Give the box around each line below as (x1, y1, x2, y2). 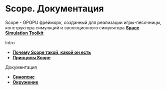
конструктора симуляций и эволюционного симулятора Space (5, 24, 139, 30)
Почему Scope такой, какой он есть (12, 49, 91, 55)
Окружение (12, 79, 38, 85)
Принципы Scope (12, 54, 51, 60)
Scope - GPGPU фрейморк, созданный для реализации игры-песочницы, (5, 19, 161, 25)
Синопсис (12, 74, 35, 80)
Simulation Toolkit (5, 30, 44, 36)
